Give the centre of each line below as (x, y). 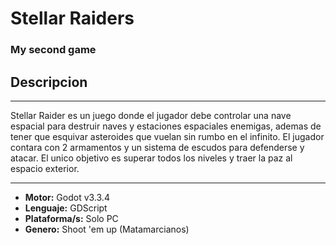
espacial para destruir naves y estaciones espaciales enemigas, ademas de (166, 126)
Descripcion (49, 82)
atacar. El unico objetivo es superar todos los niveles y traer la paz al (151, 158)
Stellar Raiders (72, 18)
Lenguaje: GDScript (66, 208)
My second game (53, 50)
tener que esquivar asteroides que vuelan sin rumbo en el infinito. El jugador (167, 136)
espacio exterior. (45, 168)
